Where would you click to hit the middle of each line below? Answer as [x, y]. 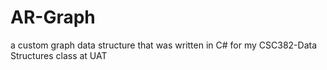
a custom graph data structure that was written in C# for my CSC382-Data [163, 45]
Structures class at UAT [59, 55]
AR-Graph [53, 17]
